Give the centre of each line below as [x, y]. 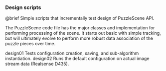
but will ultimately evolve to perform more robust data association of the [79, 38]
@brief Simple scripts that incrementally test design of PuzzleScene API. [80, 18]
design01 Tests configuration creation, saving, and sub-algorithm [72, 53]
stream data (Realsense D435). [37, 64]
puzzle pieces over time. [30, 44]
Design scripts [23, 7]
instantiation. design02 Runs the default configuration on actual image [77, 59]
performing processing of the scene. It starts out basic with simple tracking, [83, 33]
